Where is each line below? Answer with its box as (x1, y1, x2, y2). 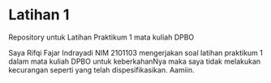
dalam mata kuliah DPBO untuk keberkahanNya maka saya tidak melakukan (8, 56, 261, 66)
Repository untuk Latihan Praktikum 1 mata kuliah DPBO (8, 32, 195, 42)
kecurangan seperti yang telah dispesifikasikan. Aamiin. (8, 64, 195, 74)
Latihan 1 (8, 6, 70, 24)
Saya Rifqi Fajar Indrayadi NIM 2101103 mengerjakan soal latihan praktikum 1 (8, 48, 264, 57)
